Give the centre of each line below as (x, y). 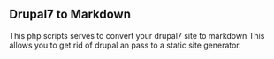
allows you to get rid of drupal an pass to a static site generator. (125, 45)
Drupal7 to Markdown (70, 15)
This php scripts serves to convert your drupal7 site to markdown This (137, 35)
